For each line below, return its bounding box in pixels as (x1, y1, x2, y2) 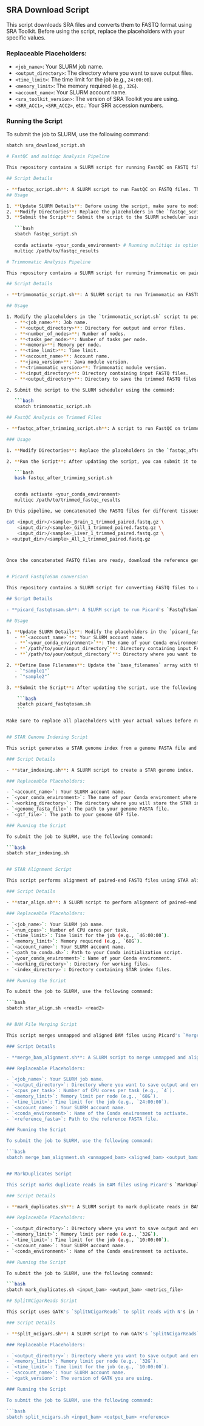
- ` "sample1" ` (14, 668, 50, 674)
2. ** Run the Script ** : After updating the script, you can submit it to (6, 459, 197, 465)
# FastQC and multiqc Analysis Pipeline (6, 153, 110, 160)
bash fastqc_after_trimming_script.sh (14, 475, 113, 481)
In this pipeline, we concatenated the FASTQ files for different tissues (6, 508, 200, 514)
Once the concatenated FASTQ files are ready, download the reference (6, 558, 189, 564)
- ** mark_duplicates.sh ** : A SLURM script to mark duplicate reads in (6, 1203, 189, 1210)
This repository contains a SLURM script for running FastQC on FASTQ (6, 164, 189, 171)
